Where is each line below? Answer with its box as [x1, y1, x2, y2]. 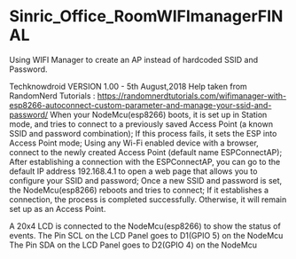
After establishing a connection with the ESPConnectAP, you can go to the [9, 156, 281, 167]
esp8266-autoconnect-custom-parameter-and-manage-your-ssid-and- [9, 99, 272, 110]
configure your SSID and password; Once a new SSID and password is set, [9, 175, 283, 185]
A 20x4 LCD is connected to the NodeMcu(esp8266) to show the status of [9, 220, 281, 232]
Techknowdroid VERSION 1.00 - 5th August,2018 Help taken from [9, 81, 248, 91]
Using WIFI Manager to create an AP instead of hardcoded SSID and [9, 54, 259, 65]
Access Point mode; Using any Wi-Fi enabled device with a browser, [9, 137, 259, 148]
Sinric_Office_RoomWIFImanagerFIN [9, 6, 284, 27]
